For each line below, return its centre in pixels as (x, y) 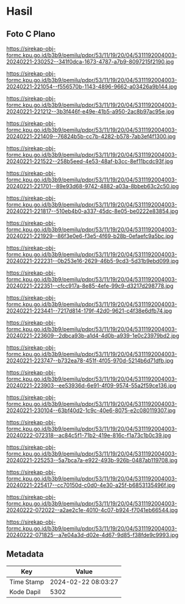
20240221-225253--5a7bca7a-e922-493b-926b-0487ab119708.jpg (92, 460)
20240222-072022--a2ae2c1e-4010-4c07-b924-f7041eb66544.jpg (92, 510)
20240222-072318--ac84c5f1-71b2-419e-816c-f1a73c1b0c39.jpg (89, 435)
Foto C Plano (31, 34)
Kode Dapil (25, 592)
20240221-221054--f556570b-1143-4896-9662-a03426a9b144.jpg (92, 86)
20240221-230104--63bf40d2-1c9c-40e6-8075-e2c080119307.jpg (91, 410)
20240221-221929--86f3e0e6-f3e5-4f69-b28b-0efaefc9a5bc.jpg (90, 236)
